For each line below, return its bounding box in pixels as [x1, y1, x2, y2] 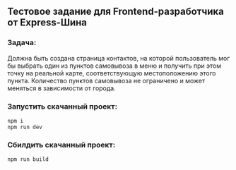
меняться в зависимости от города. [7, 84, 116, 92]
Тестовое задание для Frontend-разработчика [7, 6, 224, 18]
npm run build [7, 156, 49, 163]
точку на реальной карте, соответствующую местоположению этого [7, 68, 216, 77]
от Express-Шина [7, 17, 87, 29]
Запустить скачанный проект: [7, 102, 118, 111]
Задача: [7, 38, 37, 48]
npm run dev [7, 123, 42, 130]
